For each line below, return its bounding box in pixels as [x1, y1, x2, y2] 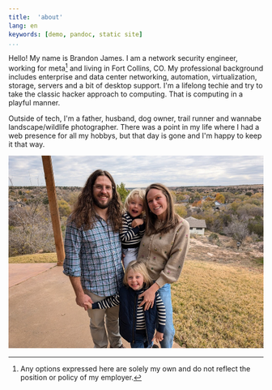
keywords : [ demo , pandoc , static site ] [8, 30, 143, 38]
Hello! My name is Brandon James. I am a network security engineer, [8, 54, 239, 63]
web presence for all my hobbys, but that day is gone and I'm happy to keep [8, 131, 262, 141]
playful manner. [8, 98, 61, 108]
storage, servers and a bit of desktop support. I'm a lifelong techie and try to [8, 81, 263, 91]
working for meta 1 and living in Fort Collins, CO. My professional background [8, 62, 264, 73]
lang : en [8, 21, 38, 30]
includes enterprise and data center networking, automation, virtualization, [8, 72, 257, 82]
